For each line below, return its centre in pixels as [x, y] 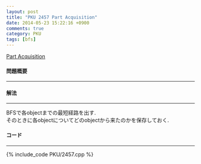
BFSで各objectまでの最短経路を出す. [51, 113]
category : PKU [24, 34]
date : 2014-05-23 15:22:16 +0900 [48, 23]
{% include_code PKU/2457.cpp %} [50, 154]
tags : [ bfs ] [21, 39]
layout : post [22, 12]
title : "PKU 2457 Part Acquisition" [52, 17]
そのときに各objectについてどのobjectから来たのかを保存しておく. [88, 120]
